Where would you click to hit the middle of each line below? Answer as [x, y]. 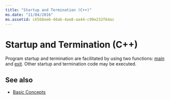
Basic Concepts [29, 92]
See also [19, 80]
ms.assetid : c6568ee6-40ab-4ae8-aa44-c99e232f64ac [60, 19]
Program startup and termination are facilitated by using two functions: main [85, 58]
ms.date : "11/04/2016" [29, 15]
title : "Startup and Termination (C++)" [49, 10]
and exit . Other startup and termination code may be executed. [71, 64]
